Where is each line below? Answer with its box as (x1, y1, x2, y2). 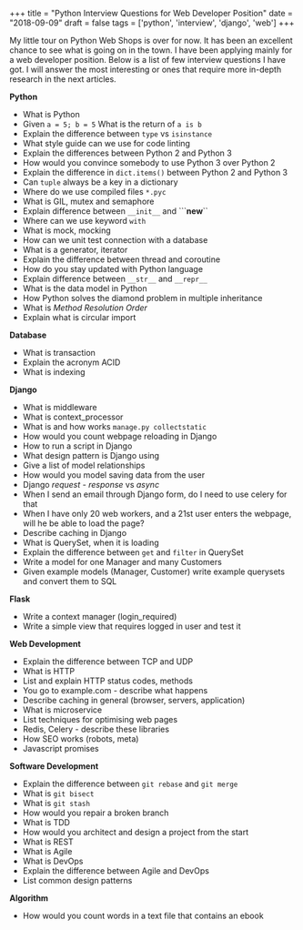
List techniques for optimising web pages (22, 714, 178, 724)
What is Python (22, 109, 80, 119)
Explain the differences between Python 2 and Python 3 (22, 147, 232, 158)
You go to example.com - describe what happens (22, 685, 208, 695)
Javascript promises (22, 743, 99, 753)
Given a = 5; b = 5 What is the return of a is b (22, 118, 202, 129)
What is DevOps (22, 855, 84, 866)
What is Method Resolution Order (22, 302, 148, 313)
